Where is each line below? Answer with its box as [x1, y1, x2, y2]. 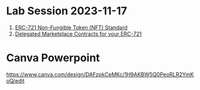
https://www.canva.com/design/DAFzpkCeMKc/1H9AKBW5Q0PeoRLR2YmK [6, 70, 194, 78]
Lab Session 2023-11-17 [6, 4, 128, 18]
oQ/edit [6, 77, 25, 84]
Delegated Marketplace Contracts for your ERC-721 [14, 30, 142, 37]
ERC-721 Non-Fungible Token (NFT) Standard [14, 24, 128, 31]
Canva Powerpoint [6, 51, 100, 65]
